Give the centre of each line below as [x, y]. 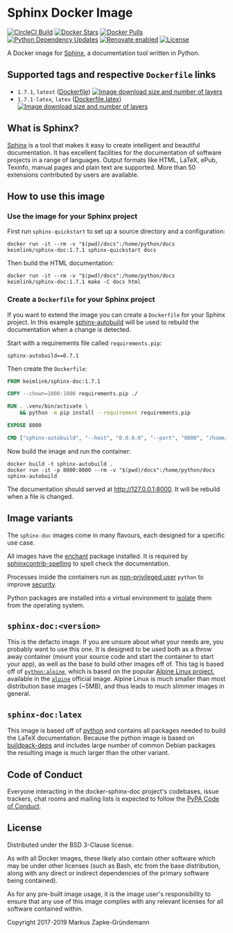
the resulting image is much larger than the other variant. [88, 753]
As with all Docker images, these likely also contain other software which [111, 858]
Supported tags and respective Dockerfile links [112, 75]
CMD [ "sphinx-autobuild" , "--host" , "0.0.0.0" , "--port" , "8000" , [105, 438]
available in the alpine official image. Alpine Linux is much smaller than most [116, 679]
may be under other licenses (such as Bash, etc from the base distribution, [114, 866]
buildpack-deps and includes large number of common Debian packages [112, 745]
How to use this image [56, 196]
